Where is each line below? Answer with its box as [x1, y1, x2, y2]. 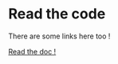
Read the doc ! [8, 46, 57, 56]
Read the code [8, 5, 106, 23]
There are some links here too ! [8, 31, 111, 41]
